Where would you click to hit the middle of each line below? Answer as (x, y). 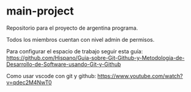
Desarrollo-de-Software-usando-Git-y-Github (64, 64)
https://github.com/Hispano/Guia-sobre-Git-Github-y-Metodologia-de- (95, 57)
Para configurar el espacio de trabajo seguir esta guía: (75, 51)
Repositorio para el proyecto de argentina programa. (72, 28)
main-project (40, 11)
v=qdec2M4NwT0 (29, 82)
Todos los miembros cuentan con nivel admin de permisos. (80, 39)
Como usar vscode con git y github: (51, 76)
